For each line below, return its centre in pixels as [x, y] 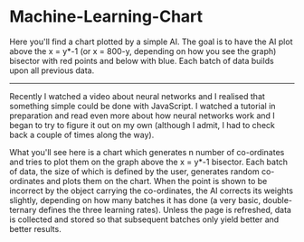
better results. [35, 228]
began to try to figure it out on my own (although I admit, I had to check [142, 125]
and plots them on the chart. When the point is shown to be [157, 181]
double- [277, 200]
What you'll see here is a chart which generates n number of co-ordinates [147, 152]
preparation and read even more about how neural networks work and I [142, 116]
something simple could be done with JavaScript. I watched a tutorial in [142, 106]
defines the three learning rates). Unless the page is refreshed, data [165, 209]
